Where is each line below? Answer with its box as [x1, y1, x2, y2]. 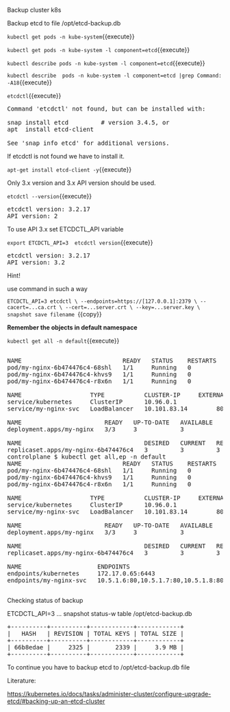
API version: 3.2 [7, 259, 65, 266]
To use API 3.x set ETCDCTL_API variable [7, 225, 125, 233]
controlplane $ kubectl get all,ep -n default [7, 453, 166, 461]
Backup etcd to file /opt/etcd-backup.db [7, 19, 121, 27]
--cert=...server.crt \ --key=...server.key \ [65, 304, 201, 311]
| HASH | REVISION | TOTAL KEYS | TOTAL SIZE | [7, 630, 185, 637]
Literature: [7, 676, 36, 685]
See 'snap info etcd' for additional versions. [7, 139, 170, 147]
